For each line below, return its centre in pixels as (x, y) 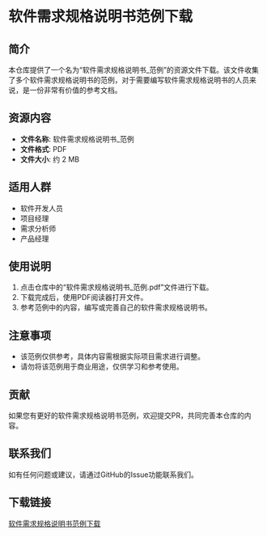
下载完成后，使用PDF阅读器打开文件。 (84, 298)
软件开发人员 (41, 208)
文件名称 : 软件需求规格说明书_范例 (77, 139)
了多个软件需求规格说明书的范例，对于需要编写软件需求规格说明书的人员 (129, 80)
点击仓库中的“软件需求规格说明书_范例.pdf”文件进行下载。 (117, 287)
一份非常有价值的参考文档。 (76, 90)
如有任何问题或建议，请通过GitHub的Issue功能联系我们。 (103, 475)
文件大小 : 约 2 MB (49, 159)
